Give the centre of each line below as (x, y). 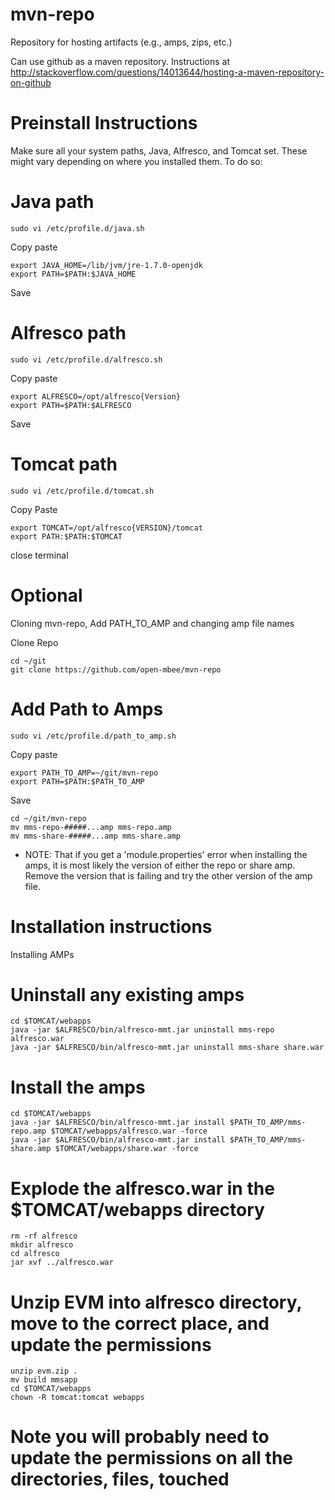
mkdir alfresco (42, 1245)
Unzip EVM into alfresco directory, (156, 1302)
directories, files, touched (120, 1479)
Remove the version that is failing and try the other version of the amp (168, 875)
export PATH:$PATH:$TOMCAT (66, 536)
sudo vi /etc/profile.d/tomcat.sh (82, 491)
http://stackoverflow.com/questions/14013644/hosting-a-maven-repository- (167, 72)
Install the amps (78, 1087)
